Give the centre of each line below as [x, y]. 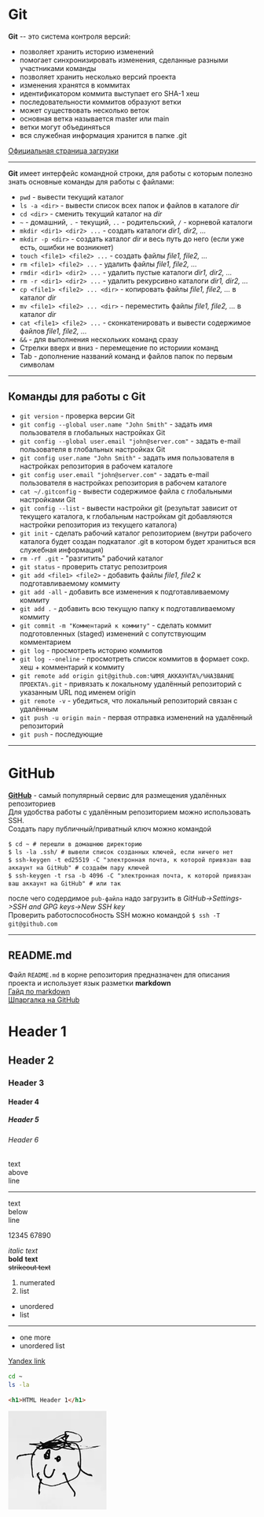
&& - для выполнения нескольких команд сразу [99, 339]
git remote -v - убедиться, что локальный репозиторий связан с [128, 700]
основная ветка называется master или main [94, 118]
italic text [23, 1250]
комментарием [45, 642]
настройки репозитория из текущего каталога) [98, 524]
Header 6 [24, 1139]
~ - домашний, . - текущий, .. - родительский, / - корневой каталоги [136, 222]
